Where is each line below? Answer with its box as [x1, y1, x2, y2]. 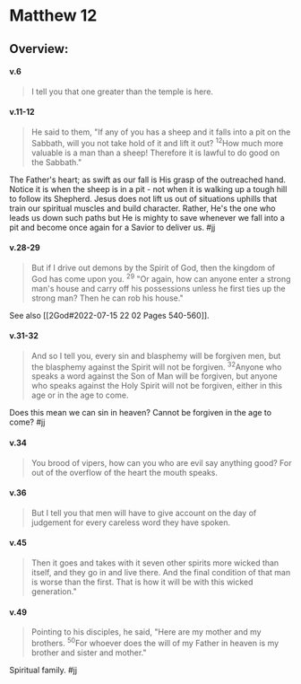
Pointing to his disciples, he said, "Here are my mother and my [30, 627, 262, 637]
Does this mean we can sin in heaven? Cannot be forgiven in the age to [9, 408, 271, 418]
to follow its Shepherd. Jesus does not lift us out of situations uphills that [9, 193, 278, 204]
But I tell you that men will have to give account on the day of [30, 507, 257, 518]
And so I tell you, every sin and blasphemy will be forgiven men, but [30, 350, 281, 361]
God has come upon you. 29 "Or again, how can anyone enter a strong [30, 271, 291, 284]
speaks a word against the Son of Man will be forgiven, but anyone [30, 371, 278, 381]
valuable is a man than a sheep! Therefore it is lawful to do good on [30, 147, 280, 158]
